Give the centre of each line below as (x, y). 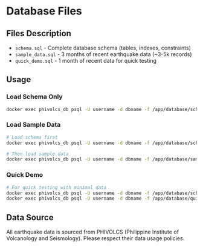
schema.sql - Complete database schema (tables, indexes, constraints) (103, 48)
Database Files (44, 11)
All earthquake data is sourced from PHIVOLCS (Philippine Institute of (93, 232)
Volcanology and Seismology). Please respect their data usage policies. (95, 238)
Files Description (39, 33)
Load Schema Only (34, 97)
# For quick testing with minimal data (56, 187)
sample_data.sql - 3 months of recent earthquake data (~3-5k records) (103, 54)
